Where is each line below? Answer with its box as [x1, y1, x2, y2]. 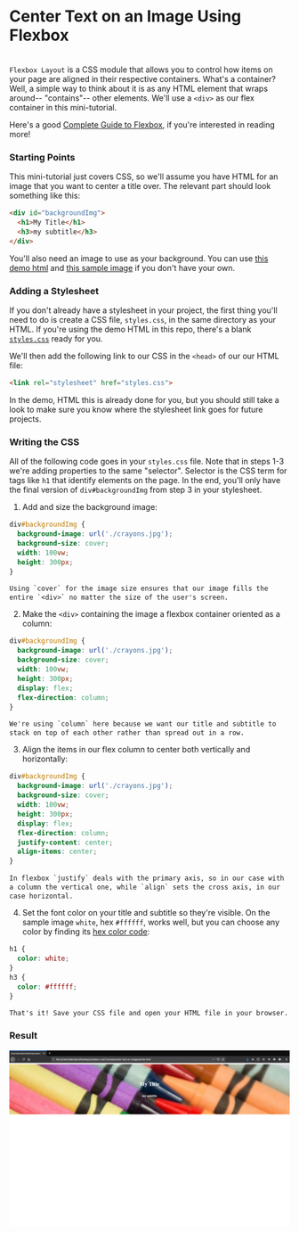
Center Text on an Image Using [9, 6, 242, 27]
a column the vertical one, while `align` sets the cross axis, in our [9, 883, 280, 892]
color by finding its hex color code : [21, 926, 150, 937]
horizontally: [21, 753, 69, 764]
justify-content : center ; [17, 838, 114, 847]
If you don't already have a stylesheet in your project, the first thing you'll [9, 305, 278, 316]
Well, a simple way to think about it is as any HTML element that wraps [9, 83, 269, 94]
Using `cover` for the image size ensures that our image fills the [9, 584, 269, 594]
